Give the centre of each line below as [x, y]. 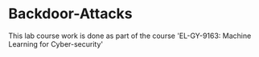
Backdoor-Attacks [70, 14]
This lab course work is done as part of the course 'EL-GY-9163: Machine [130, 36]
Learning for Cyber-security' [55, 44]
